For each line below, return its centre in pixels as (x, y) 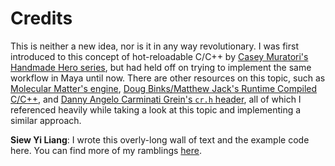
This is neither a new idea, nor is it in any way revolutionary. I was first (154, 46)
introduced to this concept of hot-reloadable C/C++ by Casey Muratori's (159, 56)
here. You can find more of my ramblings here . (106, 150)
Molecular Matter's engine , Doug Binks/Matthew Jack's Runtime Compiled (164, 88)
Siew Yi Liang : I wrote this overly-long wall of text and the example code (160, 139)
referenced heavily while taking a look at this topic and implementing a (156, 109)
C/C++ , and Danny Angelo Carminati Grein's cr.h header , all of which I (156, 99)
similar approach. (46, 120)
